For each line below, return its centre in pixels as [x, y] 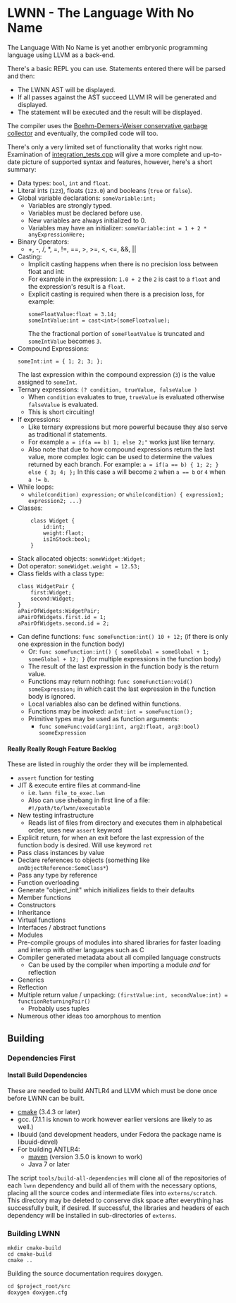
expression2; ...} [55, 501]
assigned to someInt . [47, 382]
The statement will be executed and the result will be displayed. [110, 112]
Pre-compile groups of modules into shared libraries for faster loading [119, 942]
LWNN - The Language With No [101, 13]
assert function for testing [56, 778]
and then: [21, 76]
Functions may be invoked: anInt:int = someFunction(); [111, 711]
